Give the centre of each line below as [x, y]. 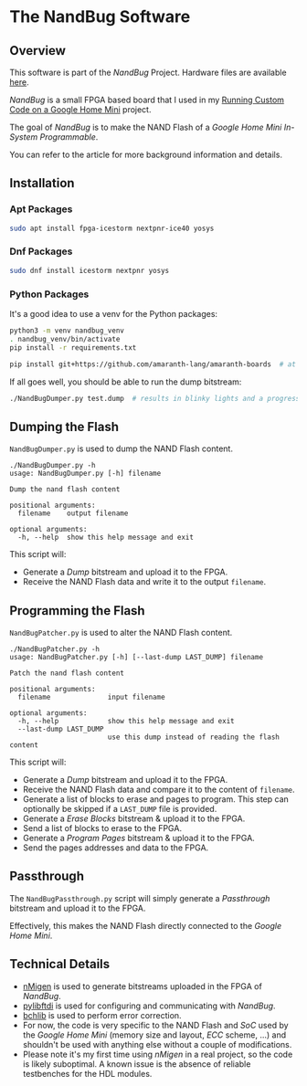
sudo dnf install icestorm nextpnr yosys [90, 270]
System [24, 137]
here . [19, 82]
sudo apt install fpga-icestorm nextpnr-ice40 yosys [112, 228]
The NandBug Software [100, 17]
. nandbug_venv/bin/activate [65, 339]
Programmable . [69, 137]
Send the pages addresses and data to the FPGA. [116, 848]
